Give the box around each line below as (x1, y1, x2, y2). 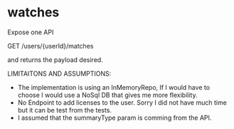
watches (7, 4, 60, 21)
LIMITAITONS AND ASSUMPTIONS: (7, 69, 112, 78)
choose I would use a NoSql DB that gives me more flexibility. (17, 91, 198, 99)
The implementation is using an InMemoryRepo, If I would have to (17, 83, 211, 91)
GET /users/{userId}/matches (7, 41, 94, 50)
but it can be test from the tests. (17, 105, 112, 114)
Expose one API (7, 28, 54, 36)
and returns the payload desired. (7, 55, 103, 64)
